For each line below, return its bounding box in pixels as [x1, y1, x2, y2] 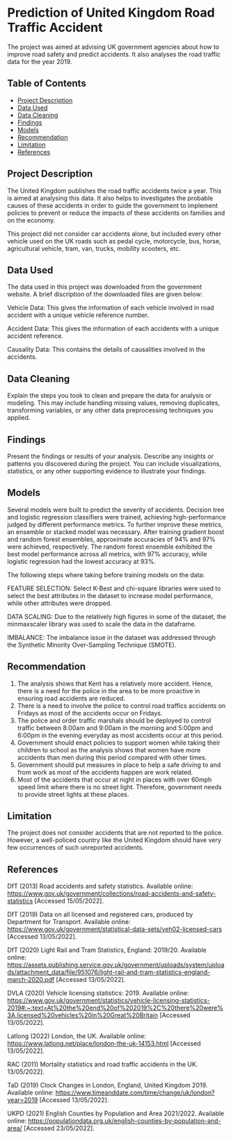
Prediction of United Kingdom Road [7, 5, 216, 21]
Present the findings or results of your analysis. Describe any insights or [7, 452, 214, 460]
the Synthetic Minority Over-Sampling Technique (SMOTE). [7, 640, 177, 649]
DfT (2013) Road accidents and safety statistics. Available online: [7, 882, 193, 891]
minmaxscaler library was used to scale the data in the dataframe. [7, 620, 197, 628]
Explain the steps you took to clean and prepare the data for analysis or [7, 391, 212, 400]
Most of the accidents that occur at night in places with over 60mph [17, 775, 212, 784]
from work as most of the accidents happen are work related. [17, 768, 193, 776]
